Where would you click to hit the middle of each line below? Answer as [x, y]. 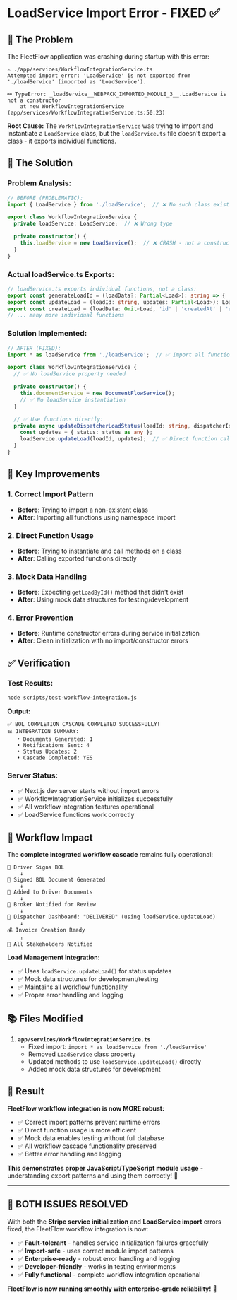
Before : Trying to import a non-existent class [83, 510]
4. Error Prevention [41, 618]
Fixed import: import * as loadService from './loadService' [117, 1046]
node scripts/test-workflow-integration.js [72, 698]
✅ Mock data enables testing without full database [91, 1138]
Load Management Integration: [54, 958]
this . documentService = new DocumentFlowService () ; [97, 394]
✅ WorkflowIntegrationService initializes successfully [95, 799]
